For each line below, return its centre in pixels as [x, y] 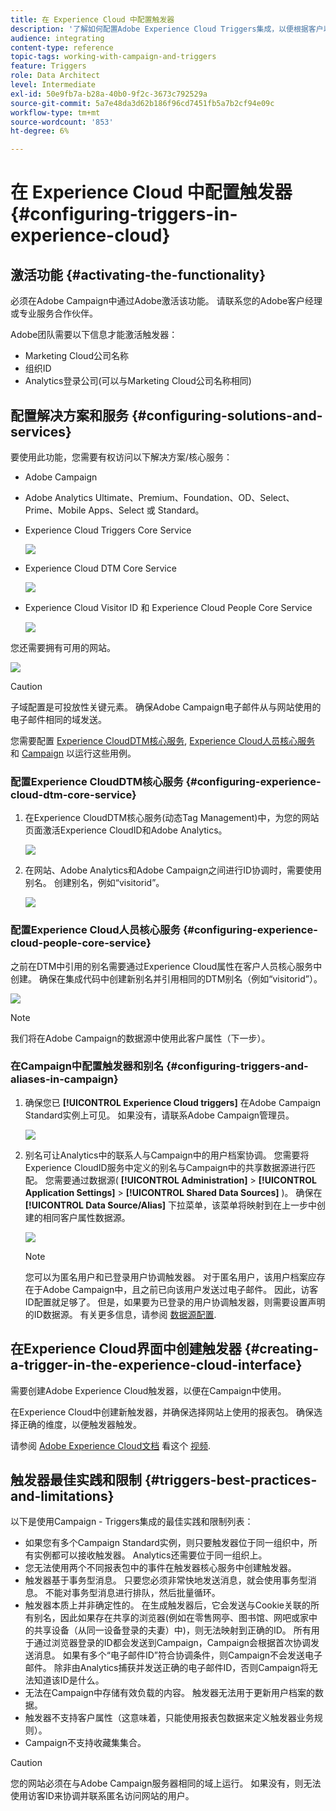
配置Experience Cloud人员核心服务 [95, 930]
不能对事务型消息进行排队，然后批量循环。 [132, 1593]
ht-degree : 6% [40, 131]
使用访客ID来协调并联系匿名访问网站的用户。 [102, 1796]
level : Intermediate [53, 85]
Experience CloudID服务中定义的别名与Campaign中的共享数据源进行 [165, 1167]
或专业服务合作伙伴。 [54, 313]
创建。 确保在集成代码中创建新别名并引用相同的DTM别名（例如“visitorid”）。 [166, 978]
